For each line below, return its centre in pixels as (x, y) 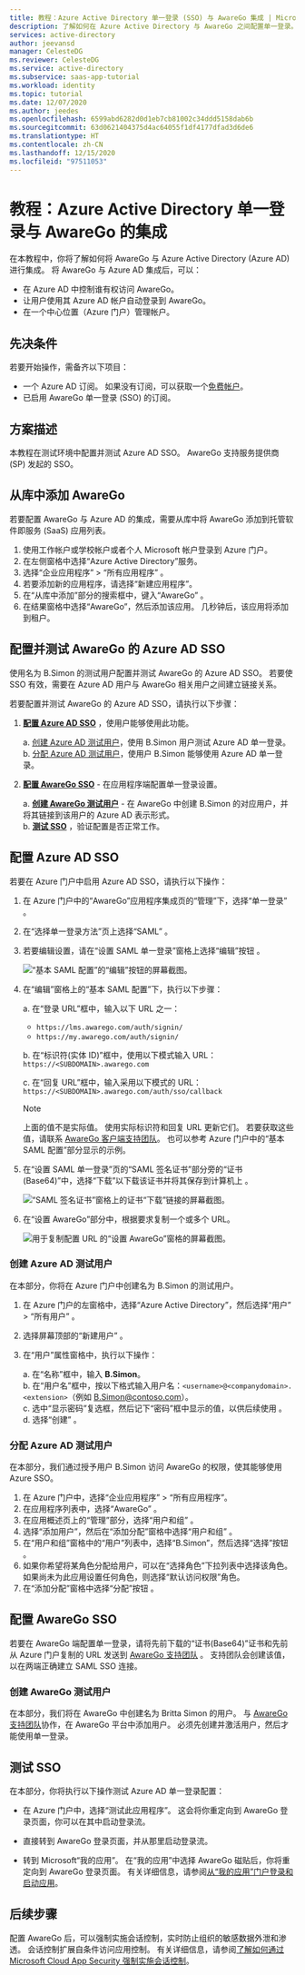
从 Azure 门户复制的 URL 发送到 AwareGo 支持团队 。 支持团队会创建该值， (150, 1654)
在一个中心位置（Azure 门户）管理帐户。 (98, 312)
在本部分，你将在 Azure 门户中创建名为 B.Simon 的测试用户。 (124, 1285)
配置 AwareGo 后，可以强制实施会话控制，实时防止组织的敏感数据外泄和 (144, 1938)
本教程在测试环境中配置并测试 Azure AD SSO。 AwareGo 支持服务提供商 (144, 453)
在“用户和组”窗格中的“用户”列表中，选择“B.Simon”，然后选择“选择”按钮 (155, 1543)
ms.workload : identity (52, 85)
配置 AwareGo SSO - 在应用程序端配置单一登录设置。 (122, 784)
